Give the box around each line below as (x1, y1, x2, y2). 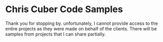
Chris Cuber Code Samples (5, 4, 123, 15)
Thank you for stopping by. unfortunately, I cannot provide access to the (5, 20, 158, 26)
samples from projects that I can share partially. (5, 31, 106, 37)
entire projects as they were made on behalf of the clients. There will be (5, 25, 157, 31)
